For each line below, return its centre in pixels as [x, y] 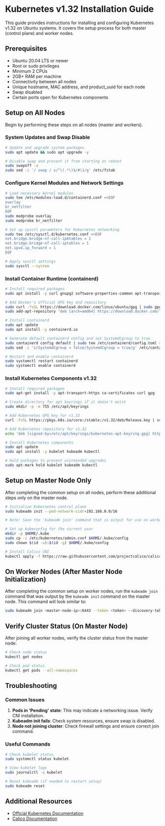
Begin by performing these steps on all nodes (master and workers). [74, 125]
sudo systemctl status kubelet [37, 759]
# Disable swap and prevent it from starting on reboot [63, 161]
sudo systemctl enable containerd [41, 366]
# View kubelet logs [26, 768]
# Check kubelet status [29, 754]
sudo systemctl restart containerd [41, 361]
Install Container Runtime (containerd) [52, 279]
